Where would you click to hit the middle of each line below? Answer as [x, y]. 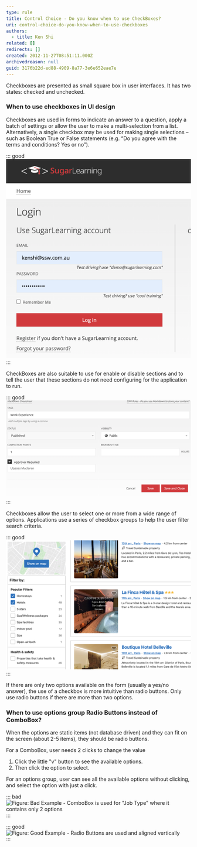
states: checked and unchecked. [45, 91]
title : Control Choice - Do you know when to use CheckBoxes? [84, 18]
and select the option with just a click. [52, 785]
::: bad [14, 797]
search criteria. [24, 526]
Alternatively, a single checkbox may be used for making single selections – [97, 132]
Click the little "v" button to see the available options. [79, 761]
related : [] [21, 43]
